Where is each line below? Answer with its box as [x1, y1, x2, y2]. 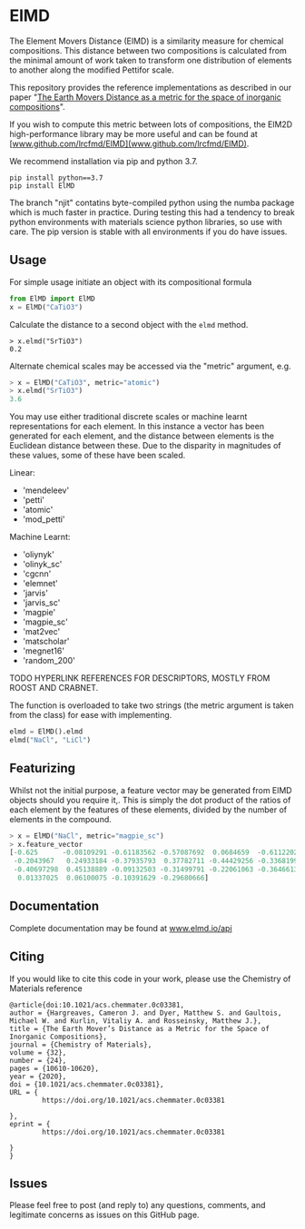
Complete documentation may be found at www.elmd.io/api [9, 922, 233, 933]
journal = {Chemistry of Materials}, [9, 1040, 152, 1049]
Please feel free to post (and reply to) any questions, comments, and [9, 1200, 266, 1211]
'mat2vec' [22, 626, 61, 637]
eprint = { [9, 1119, 51, 1128]
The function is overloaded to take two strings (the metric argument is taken [9, 700, 294, 711]
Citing [9, 949, 44, 965]
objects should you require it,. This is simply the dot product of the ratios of [9, 794, 291, 805]
